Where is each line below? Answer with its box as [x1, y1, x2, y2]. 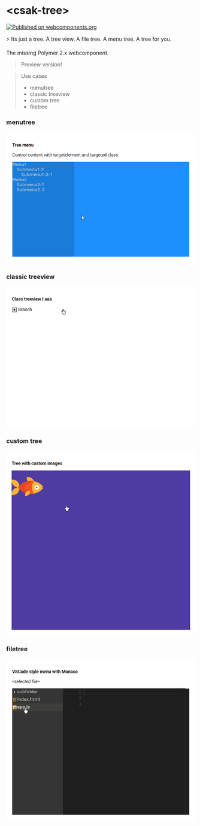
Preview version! [20, 60, 62, 68]
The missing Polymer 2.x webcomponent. [6, 49, 109, 56]
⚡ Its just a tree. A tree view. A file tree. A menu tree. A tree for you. [6, 35, 172, 42]
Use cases [20, 72, 47, 80]
